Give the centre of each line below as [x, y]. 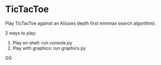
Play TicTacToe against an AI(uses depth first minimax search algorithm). [80, 23]
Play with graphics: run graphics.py [49, 48]
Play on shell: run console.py [42, 43]
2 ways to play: [21, 33]
